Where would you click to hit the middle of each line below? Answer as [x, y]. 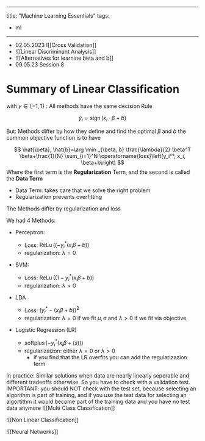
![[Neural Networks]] [32, 431]
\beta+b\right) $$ [103, 162]
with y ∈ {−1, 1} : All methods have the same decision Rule [79, 106]
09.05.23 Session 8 [40, 64]
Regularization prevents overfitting [59, 196]
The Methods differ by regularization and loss [63, 209]
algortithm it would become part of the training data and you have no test [98, 401]
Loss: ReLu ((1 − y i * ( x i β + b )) [59, 278]
